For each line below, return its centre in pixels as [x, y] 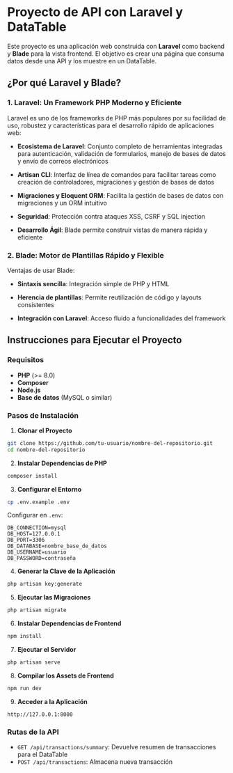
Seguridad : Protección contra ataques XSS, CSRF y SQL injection [111, 216]
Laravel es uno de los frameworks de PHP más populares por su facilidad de [116, 118]
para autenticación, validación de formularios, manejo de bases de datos [121, 153]
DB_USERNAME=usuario [37, 552]
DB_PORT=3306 [26, 540]
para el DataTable [42, 755]
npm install [24, 637]
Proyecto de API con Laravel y [95, 12]
